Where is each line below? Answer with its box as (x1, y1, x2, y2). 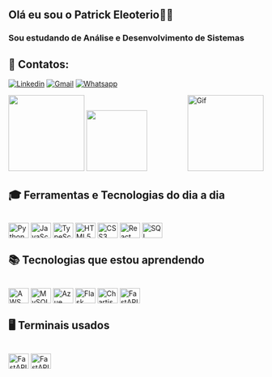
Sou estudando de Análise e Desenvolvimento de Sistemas (8, 32, 244, 44)
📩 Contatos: (8, 58, 70, 71)
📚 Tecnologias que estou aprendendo (8, 253, 205, 268)
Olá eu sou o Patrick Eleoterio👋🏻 (8, 8, 174, 22)
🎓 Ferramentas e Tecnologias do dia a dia (8, 188, 225, 202)
